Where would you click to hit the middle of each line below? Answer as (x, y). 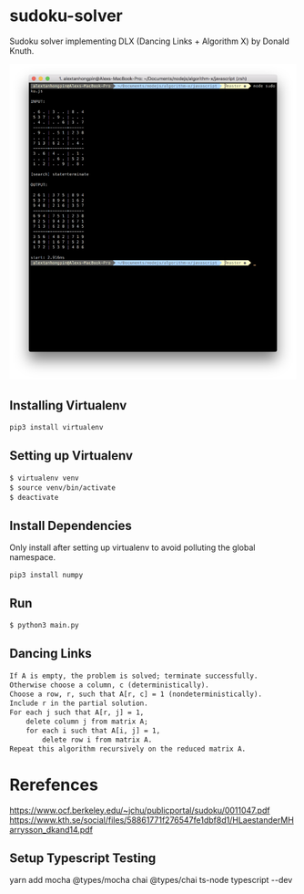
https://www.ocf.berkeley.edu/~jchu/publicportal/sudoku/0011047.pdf (140, 810)
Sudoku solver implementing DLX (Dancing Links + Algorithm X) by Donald (149, 41)
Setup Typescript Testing (83, 858)
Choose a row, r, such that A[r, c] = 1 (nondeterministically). (136, 694)
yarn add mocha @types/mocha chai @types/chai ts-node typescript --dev (151, 880)
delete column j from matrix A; (87, 722)
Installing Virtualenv (68, 405)
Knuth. (22, 50)
